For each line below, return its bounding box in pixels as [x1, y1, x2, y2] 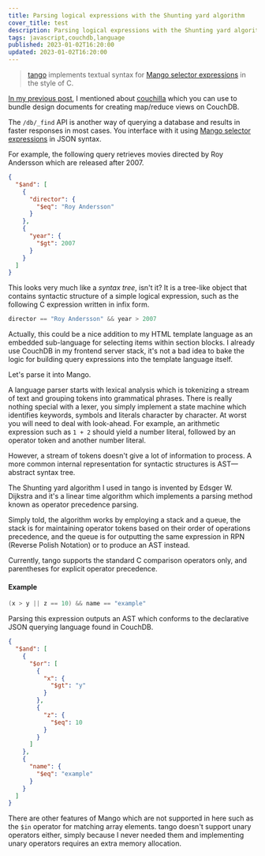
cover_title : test [8, 19, 69, 27]
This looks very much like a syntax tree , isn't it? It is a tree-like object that [8, 283, 247, 292]
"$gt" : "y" [50, 681, 87, 690]
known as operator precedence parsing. [8, 500, 139, 510]
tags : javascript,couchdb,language [8, 33, 125, 42]
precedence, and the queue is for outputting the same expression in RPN [8, 532, 245, 541]
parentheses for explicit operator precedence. [8, 564, 158, 574]
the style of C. [27, 78, 74, 88]
